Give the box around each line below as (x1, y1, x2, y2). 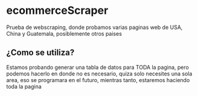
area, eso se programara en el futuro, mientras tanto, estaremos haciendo (6, 76, 190, 83)
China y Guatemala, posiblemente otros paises (6, 30, 123, 37)
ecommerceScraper (6, 4, 109, 18)
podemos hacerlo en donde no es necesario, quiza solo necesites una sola (6, 70, 193, 77)
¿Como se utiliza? (6, 48, 75, 58)
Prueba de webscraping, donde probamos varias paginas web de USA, (6, 24, 183, 31)
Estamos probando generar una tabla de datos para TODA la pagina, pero (6, 63, 189, 71)
